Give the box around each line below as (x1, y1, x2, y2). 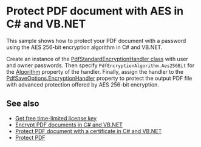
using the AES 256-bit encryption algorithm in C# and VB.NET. (6, 44, 163, 51)
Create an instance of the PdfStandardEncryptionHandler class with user (6, 55, 188, 62)
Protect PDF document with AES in (6, 4, 184, 18)
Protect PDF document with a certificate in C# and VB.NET (15, 127, 162, 134)
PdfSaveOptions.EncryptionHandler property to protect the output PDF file (6, 74, 192, 82)
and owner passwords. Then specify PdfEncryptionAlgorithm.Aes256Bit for (6, 62, 195, 69)
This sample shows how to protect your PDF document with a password (6, 37, 186, 44)
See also (6, 99, 39, 109)
